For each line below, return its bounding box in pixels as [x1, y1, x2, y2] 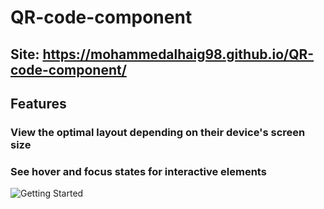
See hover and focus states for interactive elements [10, 164, 267, 178]
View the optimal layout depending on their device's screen [10, 125, 306, 139]
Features [10, 95, 67, 112]
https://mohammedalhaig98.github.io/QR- [42, 46, 315, 63]
